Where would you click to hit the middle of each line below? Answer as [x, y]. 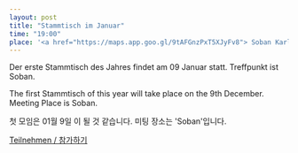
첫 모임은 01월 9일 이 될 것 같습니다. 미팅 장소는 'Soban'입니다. [118, 121]
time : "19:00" [35, 34]
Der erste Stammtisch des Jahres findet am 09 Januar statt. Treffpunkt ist [144, 67]
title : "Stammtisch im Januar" [67, 26]
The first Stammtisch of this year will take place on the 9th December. [137, 94]
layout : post [33, 17]
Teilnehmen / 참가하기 [48, 140]
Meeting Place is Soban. [53, 103]
